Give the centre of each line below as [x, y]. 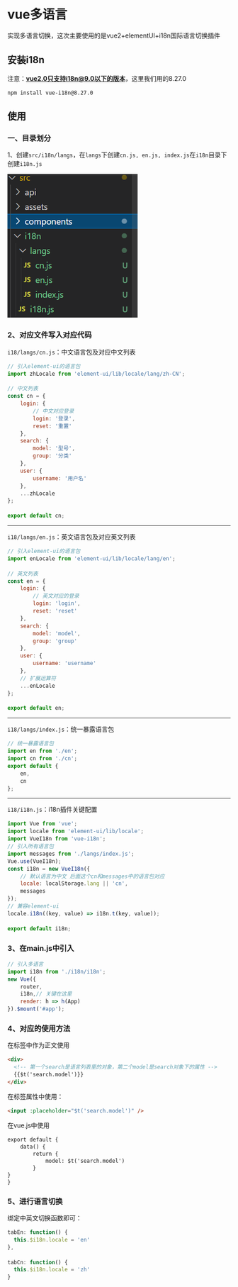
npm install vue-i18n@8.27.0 [50, 93]
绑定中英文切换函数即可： [45, 1218]
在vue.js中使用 [29, 1125]
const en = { [27, 581]
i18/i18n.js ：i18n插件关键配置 [52, 810]
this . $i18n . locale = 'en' [52, 1239]
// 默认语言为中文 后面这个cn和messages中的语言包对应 [92, 876]
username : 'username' [65, 664]
